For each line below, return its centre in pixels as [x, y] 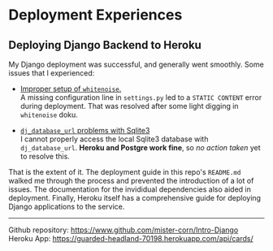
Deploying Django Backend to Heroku [105, 45]
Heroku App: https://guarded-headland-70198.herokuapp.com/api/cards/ [131, 238]
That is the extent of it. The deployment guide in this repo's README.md [125, 172]
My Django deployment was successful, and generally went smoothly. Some [136, 64]
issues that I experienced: [52, 73]
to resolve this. [45, 156]
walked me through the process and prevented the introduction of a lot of [131, 181]
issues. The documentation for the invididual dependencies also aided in [130, 189]
